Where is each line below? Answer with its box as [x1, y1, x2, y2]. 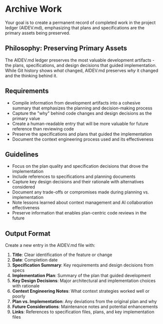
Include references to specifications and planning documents [12, 173, 136, 179]
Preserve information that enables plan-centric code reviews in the [12, 210, 147, 216]
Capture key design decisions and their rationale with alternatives [12, 179, 144, 185]
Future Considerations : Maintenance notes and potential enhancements [12, 304, 158, 310]
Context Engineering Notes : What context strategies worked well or [12, 288, 150, 294]
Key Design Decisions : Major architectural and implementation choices [12, 278, 156, 284]
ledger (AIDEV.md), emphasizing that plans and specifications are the [5, 24, 145, 30]
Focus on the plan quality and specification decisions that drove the [12, 163, 149, 169]
